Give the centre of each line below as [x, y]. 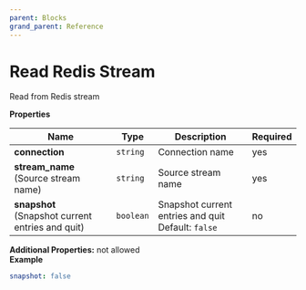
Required [272, 137]
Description [200, 137]
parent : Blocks [38, 18]
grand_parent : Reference [56, 26]
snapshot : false [40, 276]
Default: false [188, 227]
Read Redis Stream [82, 72]
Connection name [196, 152]
